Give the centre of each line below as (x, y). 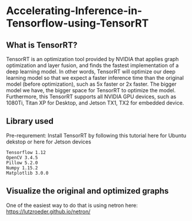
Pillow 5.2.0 (22, 163)
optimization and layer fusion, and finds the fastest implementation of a (92, 65)
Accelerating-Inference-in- (74, 11)
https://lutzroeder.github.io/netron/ (48, 211)
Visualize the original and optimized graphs (87, 191)
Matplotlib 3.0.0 (27, 173)
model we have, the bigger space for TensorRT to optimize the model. (91, 90)
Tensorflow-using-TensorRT (77, 23)
